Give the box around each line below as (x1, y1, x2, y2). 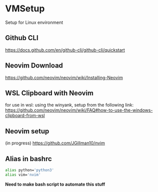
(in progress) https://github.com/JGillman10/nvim (5, 140, 105, 146)
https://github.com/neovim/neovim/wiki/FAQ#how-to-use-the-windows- (5, 107, 153, 113)
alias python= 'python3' (5, 168, 54, 173)
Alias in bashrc (5, 154, 52, 163)
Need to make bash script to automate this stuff (5, 181, 105, 187)
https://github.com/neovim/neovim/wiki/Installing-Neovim (5, 74, 123, 80)
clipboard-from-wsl (5, 113, 45, 119)
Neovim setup (5, 127, 50, 135)
